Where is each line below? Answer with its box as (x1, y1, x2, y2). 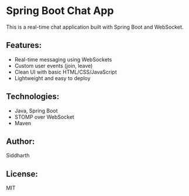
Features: (6, 40, 42, 50)
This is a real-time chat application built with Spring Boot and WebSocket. (6, 23, 184, 30)
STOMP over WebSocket (14, 113, 74, 121)
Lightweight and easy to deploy (14, 74, 91, 81)
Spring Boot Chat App (6, 4, 114, 18)
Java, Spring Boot (14, 107, 58, 114)
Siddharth (6, 152, 30, 159)
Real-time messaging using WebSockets (14, 56, 112, 63)
